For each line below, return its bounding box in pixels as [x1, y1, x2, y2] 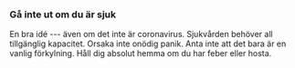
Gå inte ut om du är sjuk [9, 8, 117, 21]
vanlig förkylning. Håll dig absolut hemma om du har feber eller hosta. [9, 48, 272, 59]
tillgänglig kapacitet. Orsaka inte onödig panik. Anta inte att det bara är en [9, 38, 287, 49]
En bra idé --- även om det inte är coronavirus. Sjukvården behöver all [9, 29, 273, 40]
